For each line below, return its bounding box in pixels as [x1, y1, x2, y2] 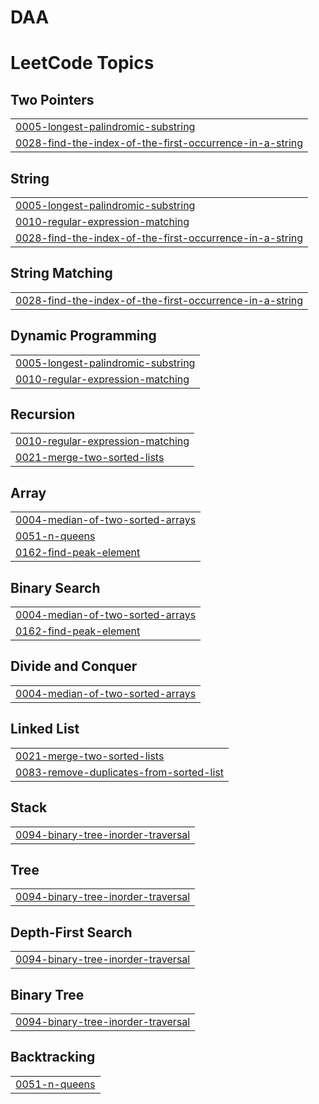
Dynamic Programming [10, 327, 157, 345]
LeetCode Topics [10, 52, 155, 75]
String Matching [10, 265, 113, 282]
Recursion [10, 406, 76, 423]
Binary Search [10, 579, 101, 596]
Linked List [10, 721, 80, 738]
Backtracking [10, 1049, 96, 1066]
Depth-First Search [10, 924, 133, 941]
